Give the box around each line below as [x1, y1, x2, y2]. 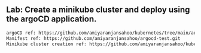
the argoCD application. [6, 14, 97, 24]
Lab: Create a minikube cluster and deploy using [6, 5, 190, 15]
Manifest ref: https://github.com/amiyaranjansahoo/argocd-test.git [6, 35, 181, 41]
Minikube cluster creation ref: [6, 41, 87, 47]
